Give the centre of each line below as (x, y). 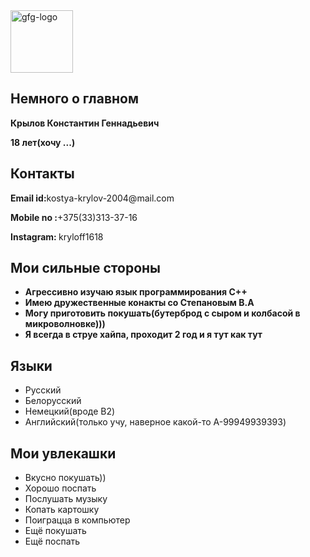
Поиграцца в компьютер (77, 520)
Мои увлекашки (63, 453)
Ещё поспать (52, 541)
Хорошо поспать (60, 488)
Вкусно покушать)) (65, 478)
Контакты (42, 174)
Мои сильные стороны (85, 268)
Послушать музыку (66, 499)
